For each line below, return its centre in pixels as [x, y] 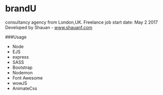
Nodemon [23, 72]
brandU [21, 9]
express [20, 57]
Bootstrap [22, 67]
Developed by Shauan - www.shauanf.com [49, 27]
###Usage [16, 37]
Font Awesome [27, 78]
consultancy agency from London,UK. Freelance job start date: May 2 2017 [81, 22]
